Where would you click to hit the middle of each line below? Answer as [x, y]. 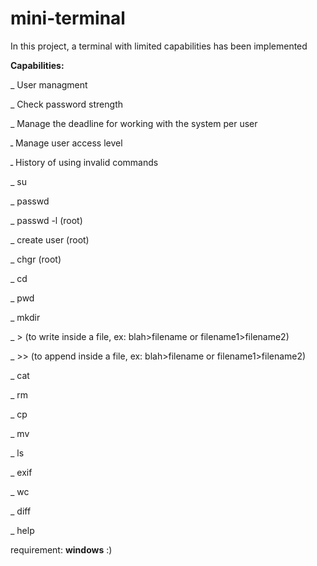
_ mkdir [25, 317]
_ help [22, 530]
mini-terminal [68, 18]
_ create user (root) [50, 239]
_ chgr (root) [36, 259]
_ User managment [49, 84]
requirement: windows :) [61, 549]
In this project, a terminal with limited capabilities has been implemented [159, 46]
